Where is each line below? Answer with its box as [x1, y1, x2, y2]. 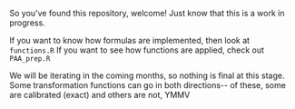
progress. [9, 17, 45, 28]
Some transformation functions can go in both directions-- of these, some [9, 80, 286, 90]
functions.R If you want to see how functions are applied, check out [9, 45, 265, 55]
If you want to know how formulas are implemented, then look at [9, 35, 251, 45]
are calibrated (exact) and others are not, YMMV [9, 90, 191, 100]
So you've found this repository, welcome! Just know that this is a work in [9, 8, 285, 18]
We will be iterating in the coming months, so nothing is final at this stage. [9, 70, 285, 81]
